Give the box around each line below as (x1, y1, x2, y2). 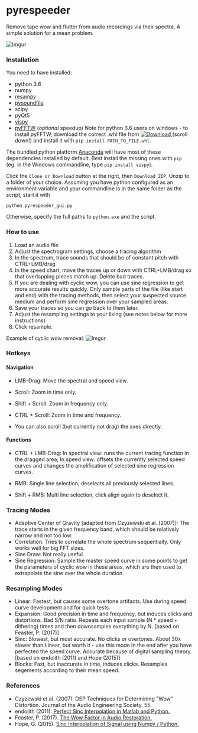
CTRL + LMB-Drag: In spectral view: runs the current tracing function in (14, 449, 189, 456)
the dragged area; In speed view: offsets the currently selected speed (14, 456, 185, 463)
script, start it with (6, 192, 50, 199)
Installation (6, 56, 40, 64)
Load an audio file (14, 241, 59, 248)
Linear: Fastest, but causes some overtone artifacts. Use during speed (14, 598, 186, 605)
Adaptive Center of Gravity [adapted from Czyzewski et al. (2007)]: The (14, 520, 189, 527)
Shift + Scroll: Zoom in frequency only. (14, 400, 109, 407)
